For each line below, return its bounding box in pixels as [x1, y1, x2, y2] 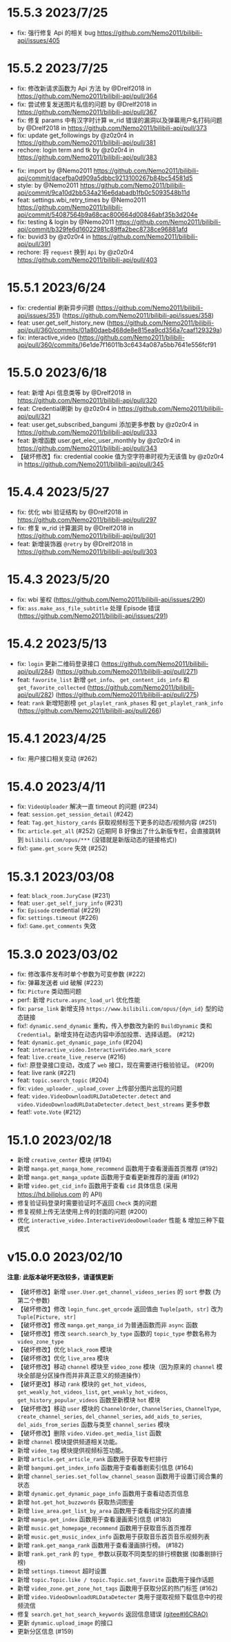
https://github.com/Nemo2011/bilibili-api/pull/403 [17, 255, 157, 263]
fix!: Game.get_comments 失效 [17, 922, 97, 930]
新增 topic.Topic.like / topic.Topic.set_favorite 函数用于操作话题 [17, 1576, 214, 1584]
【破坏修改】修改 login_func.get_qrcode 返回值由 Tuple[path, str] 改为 [17, 1305, 223, 1313]
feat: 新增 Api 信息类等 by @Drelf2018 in [17, 388, 132, 397]
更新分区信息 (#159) [17, 1628, 74, 1636]
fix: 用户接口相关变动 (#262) [17, 754, 98, 763]
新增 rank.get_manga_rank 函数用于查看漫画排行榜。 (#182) [17, 1541, 184, 1550]
